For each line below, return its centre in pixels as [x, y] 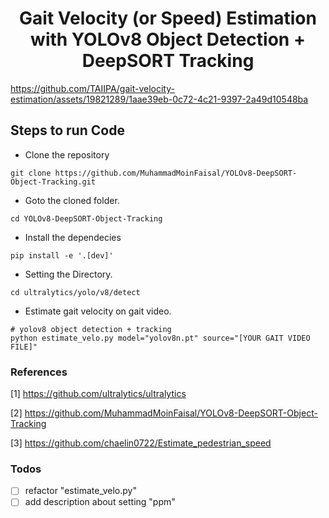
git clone [31, 173]
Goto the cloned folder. [72, 200]
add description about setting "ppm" [100, 502]
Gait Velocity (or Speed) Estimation [168, 18]
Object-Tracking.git [53, 182]
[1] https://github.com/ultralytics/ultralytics [98, 394]
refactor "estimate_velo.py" [80, 491]
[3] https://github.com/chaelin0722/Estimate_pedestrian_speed [141, 443]
